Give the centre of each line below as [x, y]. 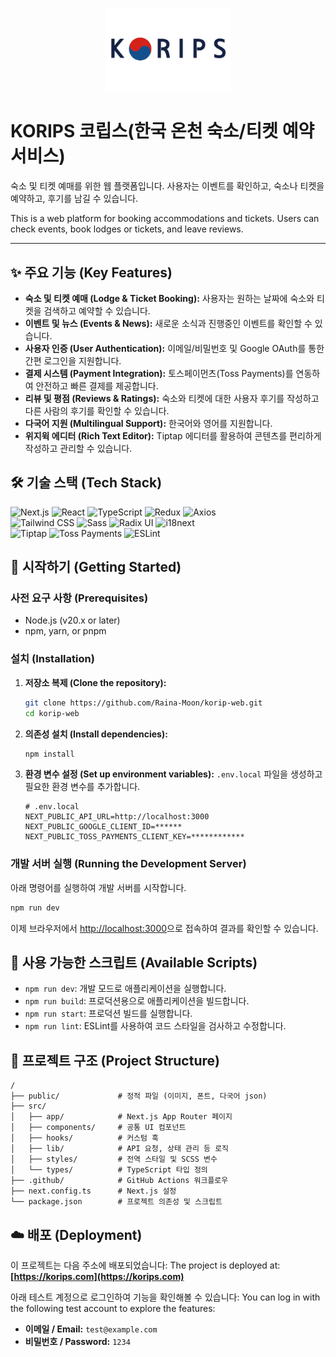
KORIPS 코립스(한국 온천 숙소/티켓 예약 [162, 131]
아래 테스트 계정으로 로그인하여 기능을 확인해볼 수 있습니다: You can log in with [165, 1297]
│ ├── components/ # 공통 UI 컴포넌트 [98, 1128]
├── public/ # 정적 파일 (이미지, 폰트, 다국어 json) [139, 1096]
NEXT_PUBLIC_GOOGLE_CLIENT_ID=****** [103, 827]
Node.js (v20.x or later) [72, 620]
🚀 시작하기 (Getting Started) [96, 567]
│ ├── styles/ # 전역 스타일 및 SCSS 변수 [114, 1159]
